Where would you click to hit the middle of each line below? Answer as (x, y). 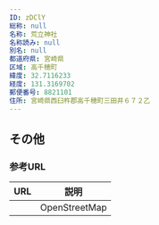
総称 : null (28, 26)
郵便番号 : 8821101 (41, 92)
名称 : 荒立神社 (33, 34)
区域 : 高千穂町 (33, 68)
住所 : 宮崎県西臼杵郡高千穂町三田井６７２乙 (80, 100)
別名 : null (28, 51)
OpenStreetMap (73, 208)
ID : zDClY (28, 17)
